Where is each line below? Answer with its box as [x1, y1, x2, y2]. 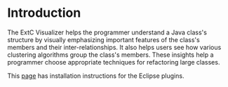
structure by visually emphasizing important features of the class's [7, 35, 200, 43]
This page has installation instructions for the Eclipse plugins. [7, 72, 185, 80]
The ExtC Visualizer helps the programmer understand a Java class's [7, 28, 207, 36]
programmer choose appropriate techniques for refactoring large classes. [7, 58, 220, 66]
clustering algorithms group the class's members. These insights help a [7, 51, 214, 59]
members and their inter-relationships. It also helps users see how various [7, 43, 222, 51]
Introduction [7, 5, 81, 21]
